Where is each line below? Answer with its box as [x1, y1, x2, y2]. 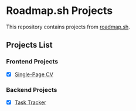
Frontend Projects [6, 58, 59, 66]
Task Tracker [14, 99, 46, 106]
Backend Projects [6, 85, 57, 94]
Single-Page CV [14, 71, 54, 78]
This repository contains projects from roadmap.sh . [6, 23, 130, 30]
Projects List [6, 40, 53, 50]
